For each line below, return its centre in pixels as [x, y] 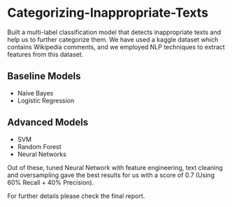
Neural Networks [42, 154]
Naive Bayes [35, 93]
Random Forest [39, 146]
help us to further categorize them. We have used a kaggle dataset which [113, 39]
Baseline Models [44, 76]
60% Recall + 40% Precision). [51, 182]
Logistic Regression [46, 100]
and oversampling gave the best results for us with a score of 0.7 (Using [111, 175]
